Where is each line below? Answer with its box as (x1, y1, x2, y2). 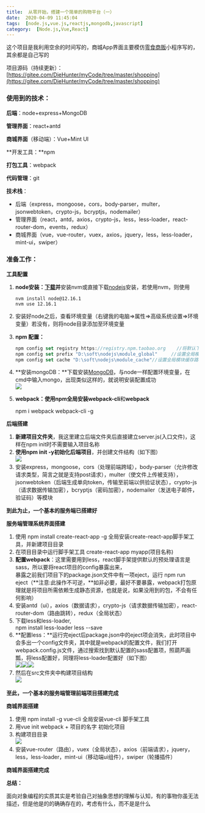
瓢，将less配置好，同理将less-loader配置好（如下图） (15, 654, 151, 662)
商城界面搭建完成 (6, 766, 49, 774)
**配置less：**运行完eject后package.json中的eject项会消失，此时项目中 (15, 631, 196, 639)
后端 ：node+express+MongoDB (6, 109, 87, 116)
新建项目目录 (31, 541, 64, 548)
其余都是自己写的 (6, 51, 49, 59)
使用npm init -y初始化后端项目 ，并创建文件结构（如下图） (15, 448, 162, 456)
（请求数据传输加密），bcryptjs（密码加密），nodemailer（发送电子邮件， (15, 486, 198, 493)
